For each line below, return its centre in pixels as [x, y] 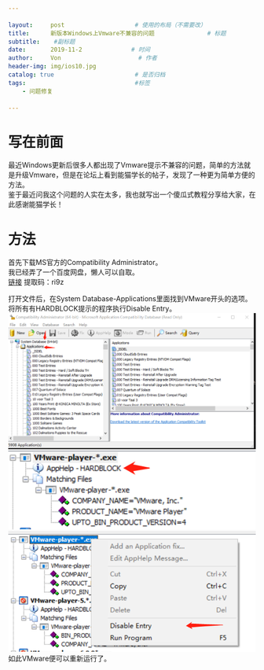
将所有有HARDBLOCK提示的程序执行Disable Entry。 [92, 309]
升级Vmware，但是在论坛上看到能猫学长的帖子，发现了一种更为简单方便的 [135, 175]
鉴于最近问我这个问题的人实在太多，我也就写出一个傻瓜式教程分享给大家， [128, 195]
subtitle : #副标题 [42, 42]
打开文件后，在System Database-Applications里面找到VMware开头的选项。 [130, 299]
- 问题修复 [38, 91]
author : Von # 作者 [82, 58]
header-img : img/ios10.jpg [52, 67]
